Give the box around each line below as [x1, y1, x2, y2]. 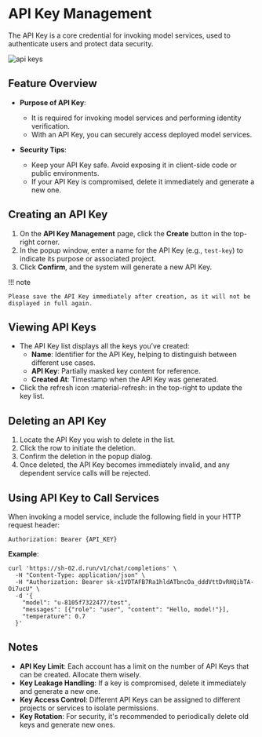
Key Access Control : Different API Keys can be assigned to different [19, 695, 241, 704]
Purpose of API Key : [19, 97, 86, 107]
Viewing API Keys [8, 320, 96, 334]
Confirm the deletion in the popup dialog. [19, 452, 153, 462]
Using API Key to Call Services [8, 491, 159, 505]
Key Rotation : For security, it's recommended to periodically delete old [19, 711, 249, 721]
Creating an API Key [8, 208, 108, 221]
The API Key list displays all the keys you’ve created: [19, 341, 190, 351]
